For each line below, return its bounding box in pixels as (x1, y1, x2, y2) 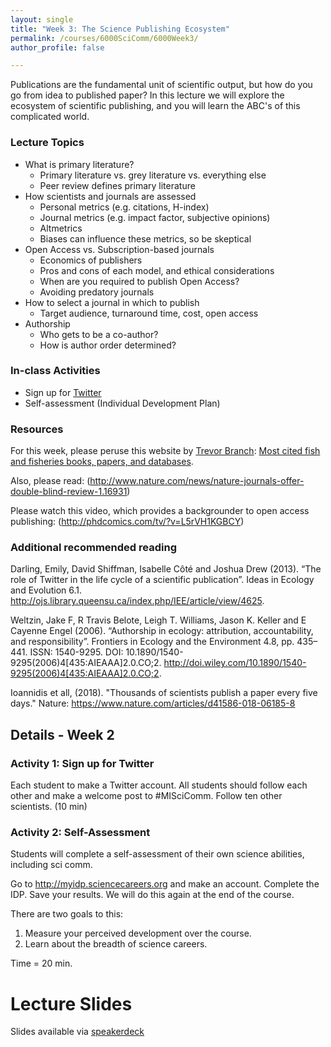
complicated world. (10, 111, 90, 123)
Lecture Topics (10, 136, 85, 150)
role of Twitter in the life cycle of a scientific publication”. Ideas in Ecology (10, 574, 315, 586)
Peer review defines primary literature (39, 179, 196, 191)
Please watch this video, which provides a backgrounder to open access (10, 505, 310, 517)
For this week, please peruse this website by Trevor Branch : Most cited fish (10, 445, 321, 457)
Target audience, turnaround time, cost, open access (39, 307, 259, 319)
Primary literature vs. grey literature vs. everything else (39, 169, 267, 181)
